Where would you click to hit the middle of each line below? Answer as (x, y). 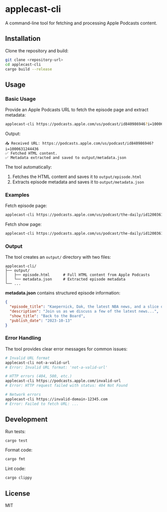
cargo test (16, 440)
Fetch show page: (24, 224)
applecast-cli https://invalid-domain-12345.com (56, 399)
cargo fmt (15, 459)
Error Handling (23, 338)
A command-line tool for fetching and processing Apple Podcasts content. (81, 23)
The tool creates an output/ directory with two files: (58, 257)
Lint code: (15, 469)
